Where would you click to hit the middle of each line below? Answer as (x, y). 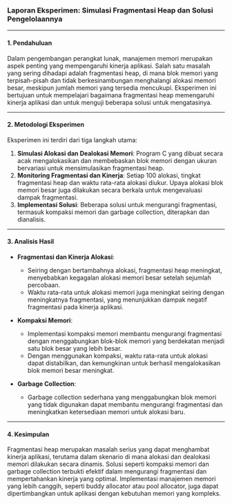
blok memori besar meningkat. (71, 370)
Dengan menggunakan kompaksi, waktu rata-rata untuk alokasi (118, 356)
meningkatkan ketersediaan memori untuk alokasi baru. (106, 411)
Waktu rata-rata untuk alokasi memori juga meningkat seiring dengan (126, 292)
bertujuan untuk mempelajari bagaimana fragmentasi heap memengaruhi (111, 95)
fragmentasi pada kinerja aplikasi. (76, 307)
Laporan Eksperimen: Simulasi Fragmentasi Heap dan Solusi (110, 10)
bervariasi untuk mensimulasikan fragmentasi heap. (90, 168)
